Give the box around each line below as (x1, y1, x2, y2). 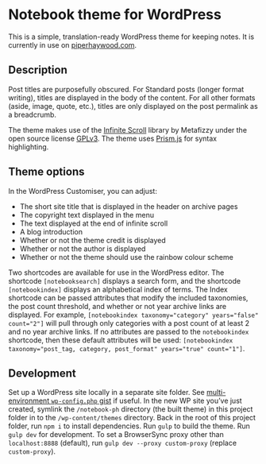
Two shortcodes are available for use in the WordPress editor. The (8, 268, 225, 277)
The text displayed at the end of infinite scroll (19, 218, 168, 228)
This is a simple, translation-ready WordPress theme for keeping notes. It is (8, 32, 255, 41)
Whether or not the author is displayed (19, 244, 146, 253)
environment (8, 396, 50, 406)
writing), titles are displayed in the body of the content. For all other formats (8, 93, 256, 102)
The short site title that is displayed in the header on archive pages (19, 201, 238, 211)
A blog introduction (19, 226, 83, 236)
